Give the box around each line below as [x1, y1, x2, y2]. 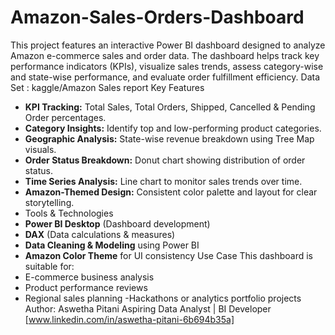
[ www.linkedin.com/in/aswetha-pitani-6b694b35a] [24, 313, 235, 325]
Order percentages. [24, 111, 107, 123]
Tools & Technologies [24, 207, 114, 219]
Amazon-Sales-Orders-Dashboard [10, 6, 305, 29]
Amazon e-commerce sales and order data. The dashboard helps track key [10, 49, 320, 61]
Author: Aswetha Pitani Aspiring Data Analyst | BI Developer [24, 302, 272, 315]
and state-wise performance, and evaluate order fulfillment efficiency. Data [10, 71, 321, 83]
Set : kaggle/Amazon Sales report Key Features [10, 81, 205, 93]
